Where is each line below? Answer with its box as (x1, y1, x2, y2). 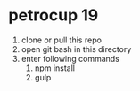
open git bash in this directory (21, 43, 132, 54)
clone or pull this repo (21, 34, 102, 45)
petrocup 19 (8, 5, 99, 26)
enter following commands (21, 53, 119, 64)
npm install (34, 63, 75, 73)
